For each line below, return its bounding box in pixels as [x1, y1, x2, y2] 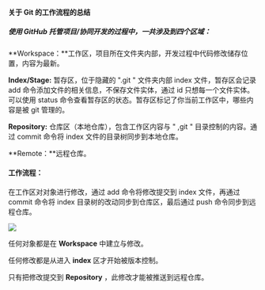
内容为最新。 [21, 58, 64, 67]
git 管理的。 [30, 105, 70, 114]
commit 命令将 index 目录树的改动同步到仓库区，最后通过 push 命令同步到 [8, 197, 249, 206]
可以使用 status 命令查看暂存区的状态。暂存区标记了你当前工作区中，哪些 [8, 95, 248, 105]
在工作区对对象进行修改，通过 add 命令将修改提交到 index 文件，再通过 [8, 187, 240, 197]
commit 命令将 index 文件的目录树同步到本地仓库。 [17, 132, 184, 141]
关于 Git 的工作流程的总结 [8, 7, 91, 17]
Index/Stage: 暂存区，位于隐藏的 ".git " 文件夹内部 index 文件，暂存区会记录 [8, 75, 257, 85]
